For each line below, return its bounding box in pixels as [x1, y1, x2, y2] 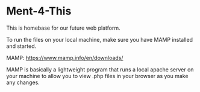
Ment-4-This [6, 4, 72, 18]
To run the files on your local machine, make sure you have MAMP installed [6, 36, 193, 43]
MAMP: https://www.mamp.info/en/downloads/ [6, 54, 123, 61]
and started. [6, 42, 37, 50]
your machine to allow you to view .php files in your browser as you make [6, 72, 189, 79]
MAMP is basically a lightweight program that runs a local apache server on [6, 65, 194, 73]
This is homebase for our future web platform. [6, 24, 120, 31]
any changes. [6, 79, 40, 86]
